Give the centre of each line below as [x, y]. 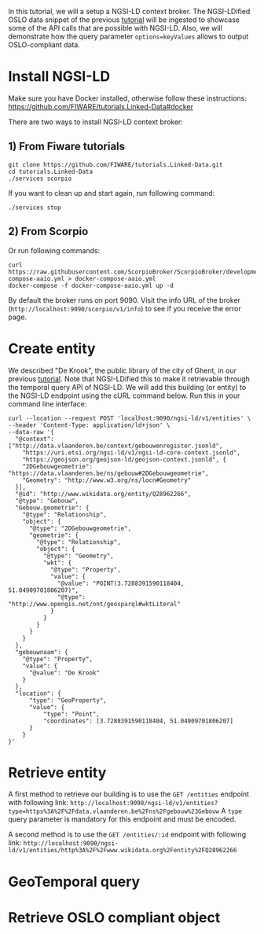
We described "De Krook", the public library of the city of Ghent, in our [123, 370]
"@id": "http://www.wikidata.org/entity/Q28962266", [103, 494]
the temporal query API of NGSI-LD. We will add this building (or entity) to [127, 387]
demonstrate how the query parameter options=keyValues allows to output [128, 36]
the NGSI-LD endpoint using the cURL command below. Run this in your [124, 395]
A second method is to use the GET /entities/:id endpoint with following [127, 835]
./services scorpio [40, 178]
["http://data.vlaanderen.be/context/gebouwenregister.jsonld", [115, 446]
